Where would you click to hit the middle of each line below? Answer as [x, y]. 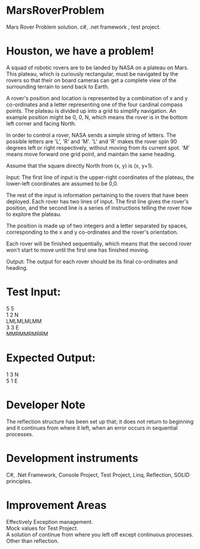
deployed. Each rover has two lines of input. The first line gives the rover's [98, 201]
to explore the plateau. [34, 214]
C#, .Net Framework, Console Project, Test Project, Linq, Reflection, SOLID [98, 474]
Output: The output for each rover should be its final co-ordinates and [92, 261]
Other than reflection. [33, 541]
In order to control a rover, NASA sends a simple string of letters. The [91, 135]
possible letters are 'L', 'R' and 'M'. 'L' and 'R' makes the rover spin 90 [92, 141]
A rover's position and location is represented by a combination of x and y [97, 98]
